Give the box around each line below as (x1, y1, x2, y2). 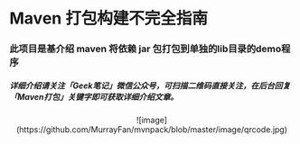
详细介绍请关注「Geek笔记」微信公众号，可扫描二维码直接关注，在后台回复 (9, 80, 291, 91)
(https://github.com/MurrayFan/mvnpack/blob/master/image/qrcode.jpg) (16, 124, 287, 135)
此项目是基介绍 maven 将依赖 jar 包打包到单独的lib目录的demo (9, 42, 282, 55)
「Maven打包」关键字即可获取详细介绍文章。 (9, 91, 179, 102)
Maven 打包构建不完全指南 (9, 8, 208, 29)
